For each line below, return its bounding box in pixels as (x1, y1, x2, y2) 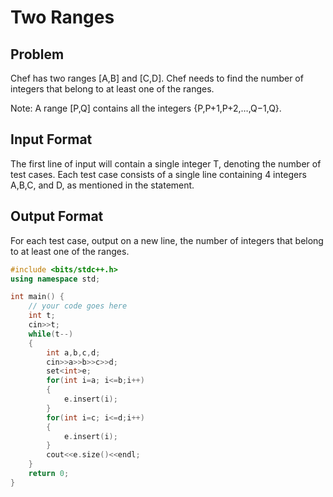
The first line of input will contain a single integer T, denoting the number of (10, 157, 322, 170)
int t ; (28, 311, 56, 321)
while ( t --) (28, 329, 74, 339)
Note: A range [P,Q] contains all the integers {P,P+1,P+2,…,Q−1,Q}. (10, 102, 282, 114)
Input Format (10, 131, 93, 148)
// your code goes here (28, 301, 128, 311)
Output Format (10, 208, 104, 225)
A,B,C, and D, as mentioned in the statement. (10, 179, 195, 191)
